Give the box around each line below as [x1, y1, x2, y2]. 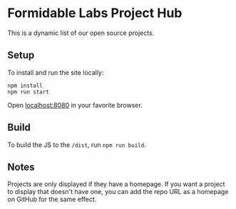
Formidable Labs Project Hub [7, 5, 183, 21]
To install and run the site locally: [7, 68, 104, 76]
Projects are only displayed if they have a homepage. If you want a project [7, 180, 225, 188]
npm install [7, 82, 43, 89]
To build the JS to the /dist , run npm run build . [7, 141, 146, 149]
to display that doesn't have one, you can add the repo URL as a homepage [7, 188, 229, 196]
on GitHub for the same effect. [7, 195, 97, 204]
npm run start [7, 88, 50, 96]
